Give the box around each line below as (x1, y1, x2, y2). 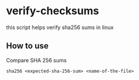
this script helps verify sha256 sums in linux (6, 24, 114, 31)
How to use (6, 41, 49, 51)
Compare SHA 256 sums (6, 56, 67, 63)
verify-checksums (6, 4, 99, 18)
